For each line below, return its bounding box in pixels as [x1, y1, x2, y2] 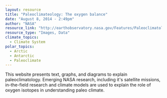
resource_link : [5, 26, 37, 31]
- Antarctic [9, 53, 35, 58]
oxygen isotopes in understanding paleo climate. [5, 87, 105, 93]
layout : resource [5, 7, 41, 12]
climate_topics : [5, 35, 39, 40]
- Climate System [9, 40, 46, 45]
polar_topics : [5, 44, 35, 49]
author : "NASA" [5, 21, 37, 26]
